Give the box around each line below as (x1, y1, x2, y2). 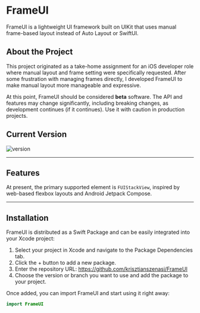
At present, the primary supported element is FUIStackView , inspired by (6, 184, 180, 191)
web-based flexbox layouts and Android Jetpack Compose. (6, 190, 152, 197)
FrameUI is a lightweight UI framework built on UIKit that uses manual (6, 23, 177, 30)
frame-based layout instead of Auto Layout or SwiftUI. (6, 29, 139, 36)
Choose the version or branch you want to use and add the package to (14, 272, 189, 279)
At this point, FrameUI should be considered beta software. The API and (6, 93, 183, 100)
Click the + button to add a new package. (14, 259, 117, 267)
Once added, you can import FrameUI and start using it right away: (6, 290, 170, 297)
